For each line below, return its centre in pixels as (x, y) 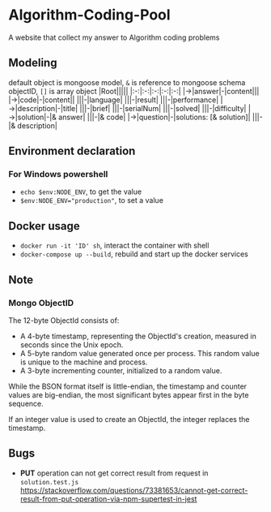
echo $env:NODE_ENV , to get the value (81, 191)
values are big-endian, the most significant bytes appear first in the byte (129, 394)
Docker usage (44, 226)
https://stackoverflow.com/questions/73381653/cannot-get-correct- (134, 490)
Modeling (33, 63)
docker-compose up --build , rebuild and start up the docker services (134, 254)
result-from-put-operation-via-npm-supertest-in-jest (108, 499)
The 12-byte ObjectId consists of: (64, 320)
